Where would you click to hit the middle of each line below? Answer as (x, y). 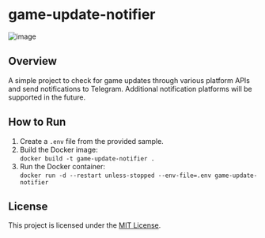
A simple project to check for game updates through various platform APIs (129, 80)
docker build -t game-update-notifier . (87, 159)
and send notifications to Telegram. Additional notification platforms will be (130, 89)
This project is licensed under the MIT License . (85, 225)
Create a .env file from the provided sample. (91, 141)
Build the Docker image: (59, 149)
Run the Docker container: (62, 166)
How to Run (37, 122)
